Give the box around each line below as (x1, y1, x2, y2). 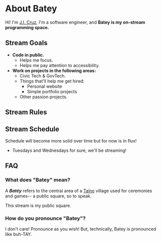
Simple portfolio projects (27, 88, 78, 94)
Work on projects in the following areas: (12, 68, 96, 73)
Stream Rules (5, 108, 47, 116)
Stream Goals (5, 39, 48, 47)
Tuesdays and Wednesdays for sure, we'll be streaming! (12, 147, 127, 153)
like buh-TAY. (5, 231, 32, 237)
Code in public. (12, 52, 44, 58)
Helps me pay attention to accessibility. (19, 62, 100, 68)
